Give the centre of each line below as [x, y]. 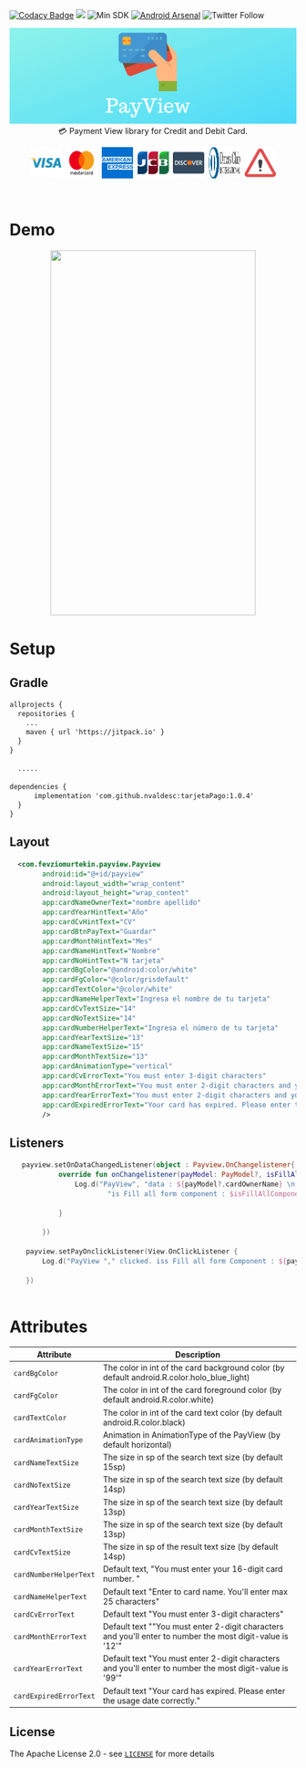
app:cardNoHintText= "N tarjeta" [104, 961]
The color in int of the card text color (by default [193, 1412]
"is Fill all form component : [166, 1194]
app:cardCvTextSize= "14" [89, 1008]
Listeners [37, 1143]
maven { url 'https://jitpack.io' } [96, 732]
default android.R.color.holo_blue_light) [177, 1378]
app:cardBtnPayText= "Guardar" [99, 931]
